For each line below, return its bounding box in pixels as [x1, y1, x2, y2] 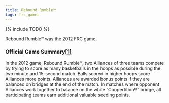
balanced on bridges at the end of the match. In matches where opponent [5, 81, 160, 87]
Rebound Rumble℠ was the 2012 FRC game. [5, 36, 97, 42]
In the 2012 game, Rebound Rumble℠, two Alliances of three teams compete [5, 60, 164, 66]
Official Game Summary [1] [5, 48, 72, 56]
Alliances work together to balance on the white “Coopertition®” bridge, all [5, 86, 161, 92]
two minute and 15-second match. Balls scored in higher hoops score [5, 70, 150, 76]
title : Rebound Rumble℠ [5, 7, 56, 13]
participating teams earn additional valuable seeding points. [5, 92, 130, 98]
